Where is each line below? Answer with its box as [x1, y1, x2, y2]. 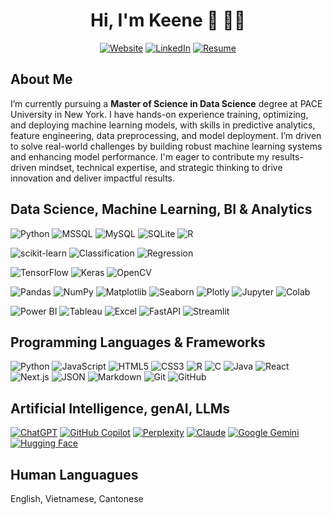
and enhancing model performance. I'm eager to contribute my [10, 150, 270, 163]
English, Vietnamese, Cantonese [10, 493, 144, 504]
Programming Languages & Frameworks [10, 334, 266, 351]
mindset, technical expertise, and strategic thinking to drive [38, 161, 283, 173]
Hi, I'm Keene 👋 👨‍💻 [89, 9, 247, 32]
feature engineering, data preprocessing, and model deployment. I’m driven [10, 129, 322, 141]
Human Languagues [10, 466, 139, 483]
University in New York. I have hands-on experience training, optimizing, [10, 108, 309, 120]
